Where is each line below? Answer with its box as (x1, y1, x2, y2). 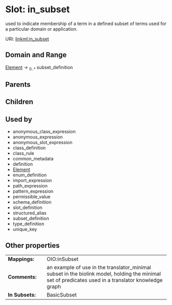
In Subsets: (8, 291, 36, 298)
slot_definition (12, 204, 42, 210)
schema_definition (12, 199, 52, 205)
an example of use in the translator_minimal (47, 264, 151, 271)
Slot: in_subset (5, 4, 70, 15)
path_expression (12, 183, 48, 189)
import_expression (12, 177, 52, 183)
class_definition (12, 145, 46, 151)
